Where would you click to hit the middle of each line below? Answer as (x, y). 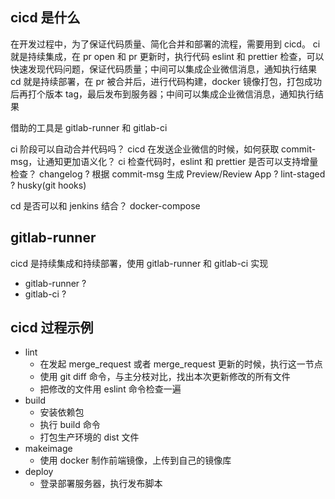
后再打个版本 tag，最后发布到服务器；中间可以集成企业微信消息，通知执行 (163, 94)
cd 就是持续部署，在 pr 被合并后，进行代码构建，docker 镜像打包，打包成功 (166, 81)
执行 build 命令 (70, 425)
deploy (39, 472)
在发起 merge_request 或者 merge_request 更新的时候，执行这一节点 (181, 364)
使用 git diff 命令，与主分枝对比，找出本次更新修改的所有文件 (165, 377)
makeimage (48, 449)
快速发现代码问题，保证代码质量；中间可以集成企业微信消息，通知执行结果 (163, 69)
